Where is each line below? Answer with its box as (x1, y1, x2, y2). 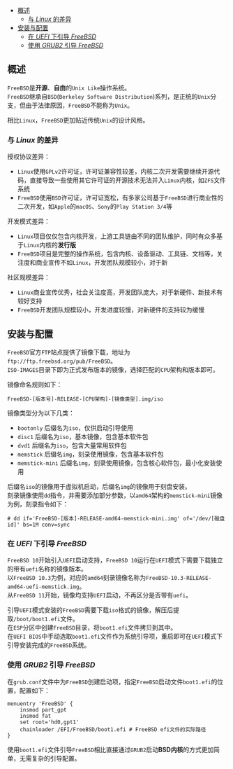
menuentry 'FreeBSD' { (7, 700, 73, 707)
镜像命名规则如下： (7, 380, 63, 389)
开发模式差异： (7, 217, 50, 226)
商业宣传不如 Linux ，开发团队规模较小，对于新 (36, 258, 168, 267)
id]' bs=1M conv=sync (7, 521, 70, 528)
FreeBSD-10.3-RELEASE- (145, 575, 212, 582)
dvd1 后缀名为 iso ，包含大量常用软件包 (17, 441, 127, 450)
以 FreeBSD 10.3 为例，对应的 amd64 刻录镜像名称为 (7, 574, 146, 582)
